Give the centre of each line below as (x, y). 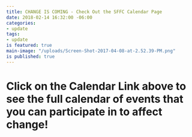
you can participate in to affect (84, 111)
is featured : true (29, 46)
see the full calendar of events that (95, 99)
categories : (21, 23)
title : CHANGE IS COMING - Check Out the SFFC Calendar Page (84, 12)
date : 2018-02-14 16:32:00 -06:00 (49, 17)
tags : (13, 34)
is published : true (31, 56)
